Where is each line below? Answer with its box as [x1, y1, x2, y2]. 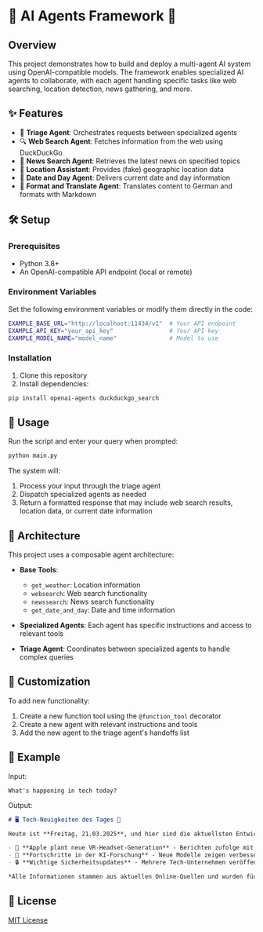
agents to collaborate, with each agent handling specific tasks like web [8, 76, 237, 85]
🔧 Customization [8, 675, 91, 689]
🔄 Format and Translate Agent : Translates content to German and [19, 181, 233, 191]
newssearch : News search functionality [31, 597, 155, 607]
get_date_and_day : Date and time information [31, 605, 175, 615]
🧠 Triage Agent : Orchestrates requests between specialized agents [19, 127, 237, 137]
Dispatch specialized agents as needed [19, 490, 147, 499]
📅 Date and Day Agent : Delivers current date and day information [19, 173, 231, 182]
